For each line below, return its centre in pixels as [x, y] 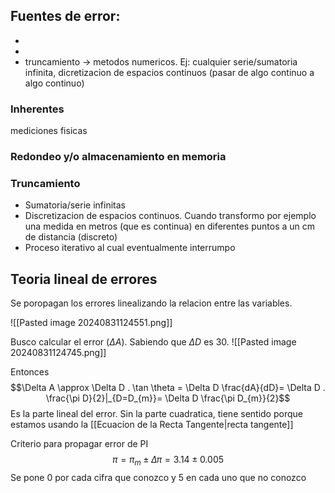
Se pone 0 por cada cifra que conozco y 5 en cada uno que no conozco [158, 477]
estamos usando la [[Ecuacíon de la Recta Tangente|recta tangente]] [152, 425]
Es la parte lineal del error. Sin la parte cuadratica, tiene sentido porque [156, 414]
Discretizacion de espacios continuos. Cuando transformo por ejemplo [170, 216]
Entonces [30, 372]
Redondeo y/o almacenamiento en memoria [118, 157]
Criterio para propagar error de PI [79, 444]
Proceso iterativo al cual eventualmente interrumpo [130, 248]
